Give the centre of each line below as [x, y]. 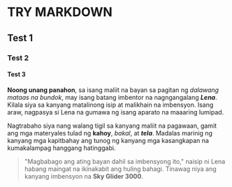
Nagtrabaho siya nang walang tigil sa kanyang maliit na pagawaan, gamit [112, 126]
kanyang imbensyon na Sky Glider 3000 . [84, 176]
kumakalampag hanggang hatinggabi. [61, 148]
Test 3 [16, 75]
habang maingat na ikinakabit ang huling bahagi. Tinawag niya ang [120, 169]
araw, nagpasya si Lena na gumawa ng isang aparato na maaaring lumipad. [116, 112]
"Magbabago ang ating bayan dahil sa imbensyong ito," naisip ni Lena [125, 161]
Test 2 [18, 58]
